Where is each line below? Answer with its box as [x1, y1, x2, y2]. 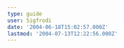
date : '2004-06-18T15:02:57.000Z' [7, 23, 109, 30]
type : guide [7, 10, 42, 18]
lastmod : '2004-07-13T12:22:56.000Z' [7, 30, 118, 37]
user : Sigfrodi [7, 17, 52, 24]
